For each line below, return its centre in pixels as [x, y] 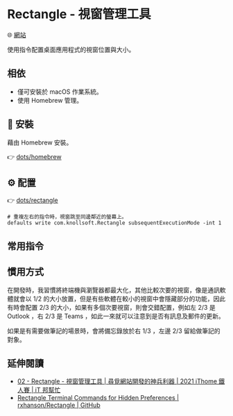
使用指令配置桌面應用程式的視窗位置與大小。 [71, 49]
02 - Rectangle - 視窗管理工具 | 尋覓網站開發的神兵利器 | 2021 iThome [117, 381]
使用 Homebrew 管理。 [50, 100]
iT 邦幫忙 [48, 390]
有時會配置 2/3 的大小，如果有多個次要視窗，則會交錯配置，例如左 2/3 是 [112, 307]
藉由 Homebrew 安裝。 [40, 142]
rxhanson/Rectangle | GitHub [59, 405]
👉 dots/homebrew [34, 156]
